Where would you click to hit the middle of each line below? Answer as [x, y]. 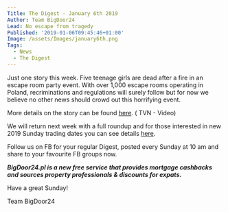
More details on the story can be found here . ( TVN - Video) [92, 113]
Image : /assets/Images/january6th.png [62, 39]
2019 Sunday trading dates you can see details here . [81, 133]
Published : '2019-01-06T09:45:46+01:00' [66, 33]
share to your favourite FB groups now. [62, 154]
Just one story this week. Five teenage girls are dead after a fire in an [105, 78]
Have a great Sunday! [38, 188]
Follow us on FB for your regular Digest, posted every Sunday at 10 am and [113, 146]
